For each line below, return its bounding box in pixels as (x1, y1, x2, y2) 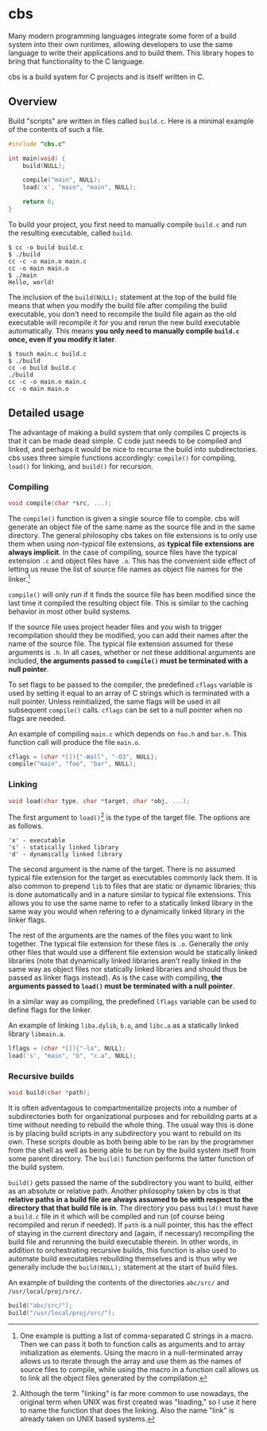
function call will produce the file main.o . (8, 737, 141, 747)
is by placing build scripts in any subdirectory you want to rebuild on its (8, 1129, 242, 1138)
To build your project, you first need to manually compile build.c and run (8, 220, 247, 229)
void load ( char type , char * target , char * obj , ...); (8, 797, 191, 805)
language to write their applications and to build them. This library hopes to (8, 48, 254, 57)
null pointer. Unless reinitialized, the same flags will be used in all (8, 696, 221, 706)
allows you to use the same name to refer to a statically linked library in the (8, 899, 253, 908)
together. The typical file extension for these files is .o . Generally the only (8, 939, 249, 949)
